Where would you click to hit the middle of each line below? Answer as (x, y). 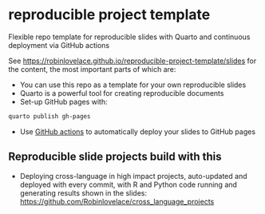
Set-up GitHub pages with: (63, 101)
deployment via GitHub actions (59, 45)
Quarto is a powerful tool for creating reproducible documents (122, 93)
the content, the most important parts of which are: (92, 69)
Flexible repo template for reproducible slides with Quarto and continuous (129, 37)
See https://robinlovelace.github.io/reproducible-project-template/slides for (132, 61)
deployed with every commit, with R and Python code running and (129, 184)
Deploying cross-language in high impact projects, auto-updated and (133, 176)
